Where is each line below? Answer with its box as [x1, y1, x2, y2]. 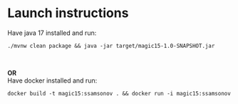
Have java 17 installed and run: [7, 28, 97, 37]
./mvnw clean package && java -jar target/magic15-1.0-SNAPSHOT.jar [7, 42, 215, 49]
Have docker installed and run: [7, 76, 98, 85]
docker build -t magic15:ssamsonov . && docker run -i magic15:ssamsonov [7, 90, 232, 97]
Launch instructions [7, 5, 129, 21]
